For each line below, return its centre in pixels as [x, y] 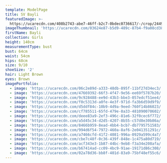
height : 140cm [20, 42]
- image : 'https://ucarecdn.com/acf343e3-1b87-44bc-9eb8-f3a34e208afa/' [86, 144]
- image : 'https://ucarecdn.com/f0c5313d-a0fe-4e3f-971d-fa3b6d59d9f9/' [86, 102]
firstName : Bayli [23, 33]
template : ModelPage [27, 10]
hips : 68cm [16, 61]
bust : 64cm [16, 51]
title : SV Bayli [22, 14]
